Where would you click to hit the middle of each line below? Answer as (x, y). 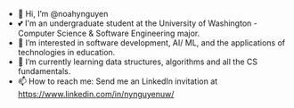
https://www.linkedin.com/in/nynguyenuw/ (96, 94)
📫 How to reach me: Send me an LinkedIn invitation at (118, 81)
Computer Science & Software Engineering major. (109, 33)
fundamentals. (44, 71)
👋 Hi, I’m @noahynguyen (63, 14)
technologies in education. (66, 52)
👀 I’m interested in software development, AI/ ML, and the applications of (151, 43)
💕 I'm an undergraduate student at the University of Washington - (138, 23)
